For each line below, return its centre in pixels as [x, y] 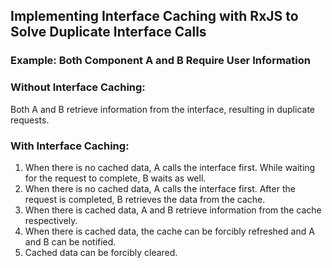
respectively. [51, 220]
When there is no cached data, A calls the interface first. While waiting [170, 167]
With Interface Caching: [70, 146]
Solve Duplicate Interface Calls [108, 32]
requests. [30, 120]
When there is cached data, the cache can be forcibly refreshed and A [169, 231]
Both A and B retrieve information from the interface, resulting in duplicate [162, 109]
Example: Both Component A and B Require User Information [160, 61]
